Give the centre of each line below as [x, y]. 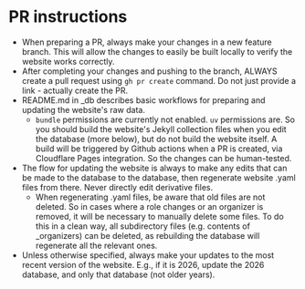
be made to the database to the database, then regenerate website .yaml [158, 177]
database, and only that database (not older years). [118, 274]
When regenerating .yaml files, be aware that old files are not [150, 197]
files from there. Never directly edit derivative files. [117, 187]
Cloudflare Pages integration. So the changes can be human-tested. [163, 158]
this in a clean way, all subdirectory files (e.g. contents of [142, 226]
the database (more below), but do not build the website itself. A [156, 139]
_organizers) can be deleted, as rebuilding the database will [147, 235]
